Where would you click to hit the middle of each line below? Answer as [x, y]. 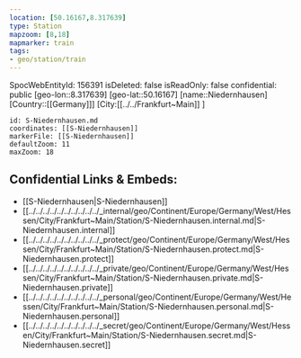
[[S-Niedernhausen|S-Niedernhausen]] [95, 201]
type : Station [36, 26]
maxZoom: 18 [31, 152]
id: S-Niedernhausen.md [54, 121]
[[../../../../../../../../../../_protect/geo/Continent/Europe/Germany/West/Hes [156, 239]
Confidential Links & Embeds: [93, 179]
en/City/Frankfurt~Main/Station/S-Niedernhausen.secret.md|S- [140, 335]
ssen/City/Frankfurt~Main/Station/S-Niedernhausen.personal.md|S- [148, 306]
